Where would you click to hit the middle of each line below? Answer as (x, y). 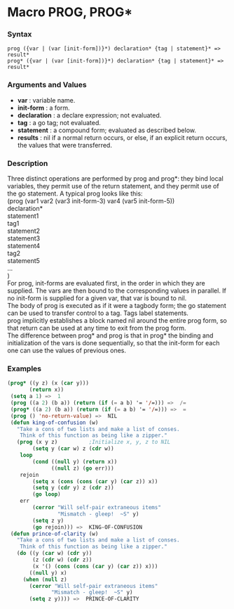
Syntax (20, 34)
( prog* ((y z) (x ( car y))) (48, 383)
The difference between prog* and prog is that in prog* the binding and (110, 335)
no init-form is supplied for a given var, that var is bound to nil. (97, 298)
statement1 (23, 216)
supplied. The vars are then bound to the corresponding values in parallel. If (117, 291)
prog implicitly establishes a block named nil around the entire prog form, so (117, 321)
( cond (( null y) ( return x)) (75, 461)
